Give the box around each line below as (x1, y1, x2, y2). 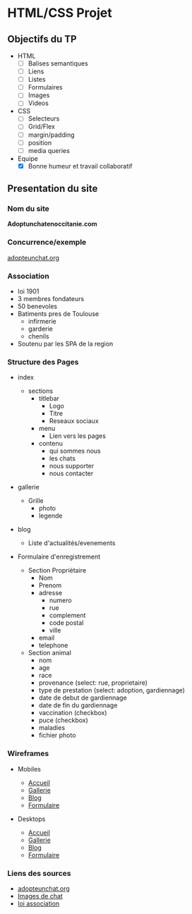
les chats (49, 454, 76, 463)
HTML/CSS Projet (7, 5, 112, 21)
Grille (28, 496, 44, 505)
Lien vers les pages (49, 432, 106, 440)
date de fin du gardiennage (38, 701, 118, 709)
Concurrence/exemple (7, 238, 87, 248)
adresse (38, 589, 62, 597)
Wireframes (7, 749, 49, 759)
